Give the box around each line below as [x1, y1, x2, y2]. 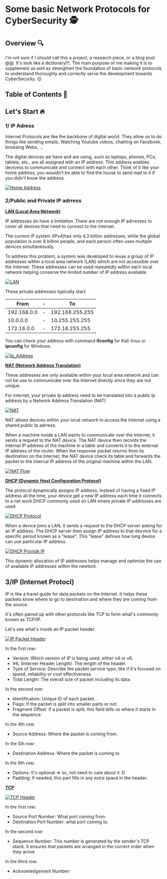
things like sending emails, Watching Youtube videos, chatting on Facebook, [5, 139, 162, 145]
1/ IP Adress [5, 122, 34, 129]
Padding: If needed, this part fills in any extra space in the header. [12, 775, 148, 781]
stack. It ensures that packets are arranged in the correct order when [12, 844, 155, 850]
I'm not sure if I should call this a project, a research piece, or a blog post [5, 55, 156, 60]
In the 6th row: [5, 760, 35, 766]
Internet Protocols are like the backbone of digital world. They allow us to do [5, 134, 162, 140]
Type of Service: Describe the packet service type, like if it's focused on [12, 666, 161, 672]
